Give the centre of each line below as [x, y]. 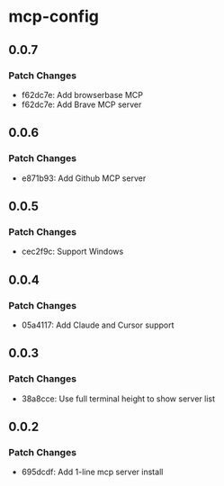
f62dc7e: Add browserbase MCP [82, 94]
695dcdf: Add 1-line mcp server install [92, 472]
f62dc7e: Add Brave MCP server [81, 104]
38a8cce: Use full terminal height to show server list [118, 399]
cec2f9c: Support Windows [72, 252]
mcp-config [54, 17]
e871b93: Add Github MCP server [84, 178]
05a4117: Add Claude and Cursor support [98, 325]
